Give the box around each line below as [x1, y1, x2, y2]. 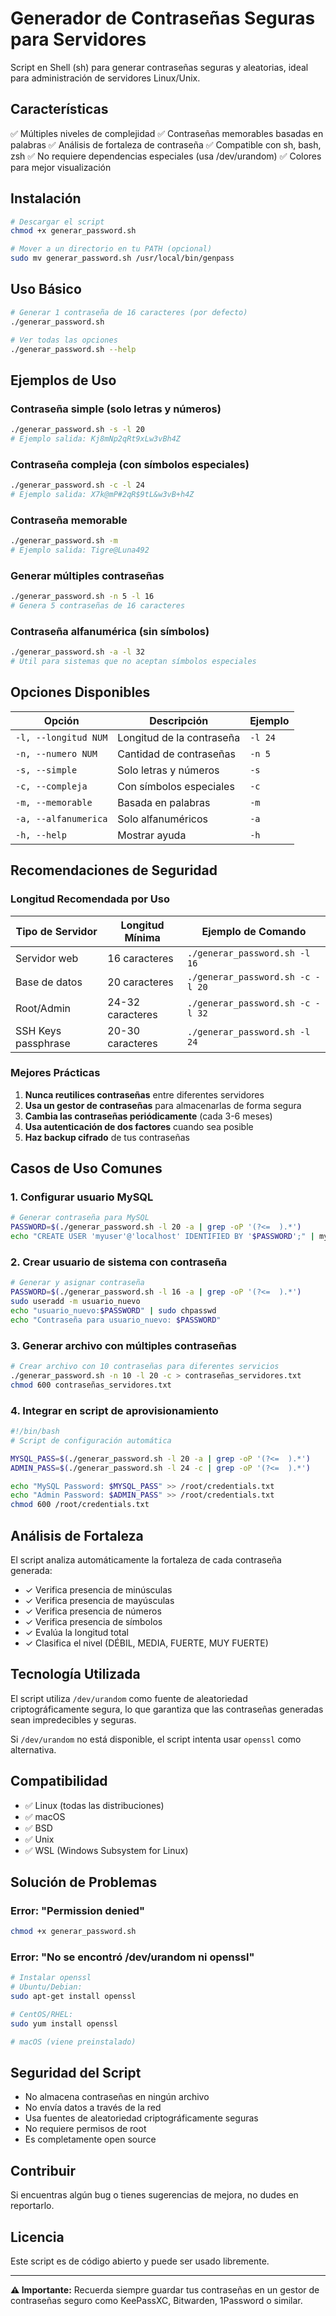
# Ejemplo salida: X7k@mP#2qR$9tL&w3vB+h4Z [10, 489, 195, 499]
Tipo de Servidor [15, 924, 98, 938]
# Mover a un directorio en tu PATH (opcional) [10, 244, 213, 254]
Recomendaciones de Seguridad [10, 862, 218, 879]
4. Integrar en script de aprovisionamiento [10, 1403, 219, 1417]
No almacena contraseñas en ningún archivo [24, 2091, 210, 2103]
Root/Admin [15, 1001, 72, 1015]
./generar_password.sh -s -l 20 [10, 425, 145, 435]
